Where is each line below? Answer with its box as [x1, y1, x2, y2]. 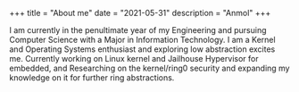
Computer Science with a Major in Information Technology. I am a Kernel [9, 35, 276, 45]
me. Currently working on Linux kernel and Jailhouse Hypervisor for [9, 54, 259, 63]
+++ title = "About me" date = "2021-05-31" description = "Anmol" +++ [9, 8, 271, 18]
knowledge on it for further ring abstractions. [9, 72, 175, 83]
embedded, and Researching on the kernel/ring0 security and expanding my [9, 63, 290, 73]
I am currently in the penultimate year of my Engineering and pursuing [9, 25, 267, 35]
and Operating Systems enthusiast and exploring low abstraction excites [9, 44, 276, 54]
